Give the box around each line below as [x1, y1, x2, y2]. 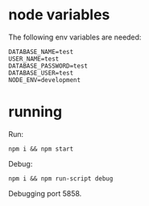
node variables [8, 6, 110, 24]
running [8, 103, 63, 122]
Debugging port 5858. [8, 188, 82, 198]
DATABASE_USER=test [8, 68, 74, 77]
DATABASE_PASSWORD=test [8, 62, 89, 70]
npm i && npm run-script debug [8, 175, 114, 183]
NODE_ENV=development [8, 76, 81, 84]
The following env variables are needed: [8, 32, 142, 42]
